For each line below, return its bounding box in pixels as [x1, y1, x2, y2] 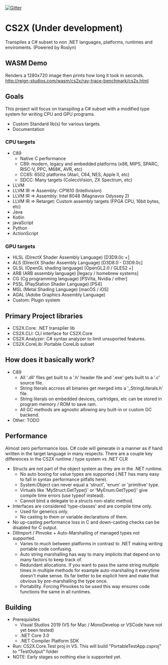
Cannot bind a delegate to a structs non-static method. [20, 497, 134, 503]
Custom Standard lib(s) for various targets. [12, 121, 101, 127]
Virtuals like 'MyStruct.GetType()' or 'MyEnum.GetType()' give [20, 487, 148, 493]
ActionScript [12, 230, 39, 236]
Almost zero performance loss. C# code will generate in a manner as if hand [5, 445, 163, 451]
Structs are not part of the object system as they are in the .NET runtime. [12, 466, 163, 472]
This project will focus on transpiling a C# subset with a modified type [5, 106, 149, 112]
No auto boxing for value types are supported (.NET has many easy [20, 471, 159, 477]
